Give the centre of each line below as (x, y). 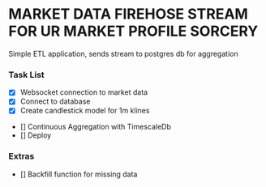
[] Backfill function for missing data (79, 174)
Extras (21, 156)
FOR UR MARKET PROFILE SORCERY (133, 31)
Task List (26, 74)
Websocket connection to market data (84, 92)
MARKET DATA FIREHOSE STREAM (129, 14)
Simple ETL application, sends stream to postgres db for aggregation (123, 53)
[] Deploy (36, 135)
